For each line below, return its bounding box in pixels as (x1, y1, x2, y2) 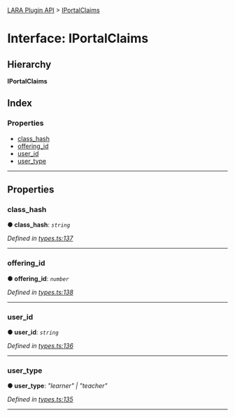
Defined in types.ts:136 (7, 341, 73, 350)
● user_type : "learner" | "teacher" (7, 382, 108, 390)
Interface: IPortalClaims (7, 31, 149, 46)
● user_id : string (7, 328, 59, 336)
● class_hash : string (7, 220, 71, 229)
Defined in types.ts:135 (7, 395, 73, 404)
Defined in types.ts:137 (7, 234, 73, 243)
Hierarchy (7, 58, 52, 70)
